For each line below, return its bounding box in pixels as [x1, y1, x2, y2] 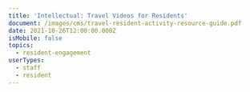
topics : [8, 42, 34, 50]
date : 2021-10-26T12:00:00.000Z [8, 26, 116, 34]
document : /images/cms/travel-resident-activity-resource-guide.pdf [8, 19, 242, 27]
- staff [15, 64, 42, 72]
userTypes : [8, 57, 45, 65]
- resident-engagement [15, 49, 91, 57]
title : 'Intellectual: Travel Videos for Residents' [8, 11, 188, 20]
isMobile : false [8, 34, 62, 42]
